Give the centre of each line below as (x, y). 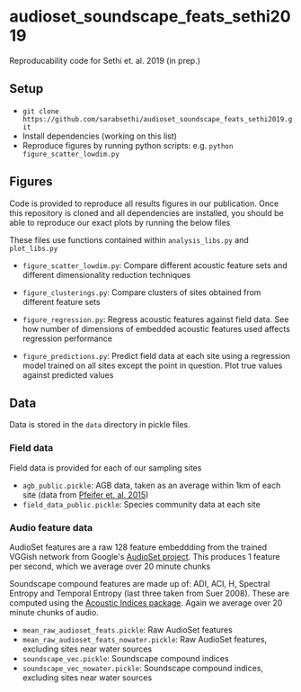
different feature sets (61, 301)
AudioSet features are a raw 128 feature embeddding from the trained (138, 547)
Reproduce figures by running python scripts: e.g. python (128, 145)
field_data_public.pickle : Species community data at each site (141, 504)
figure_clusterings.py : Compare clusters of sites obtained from (142, 292)
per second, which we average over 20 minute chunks (110, 566)
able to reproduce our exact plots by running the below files (120, 222)
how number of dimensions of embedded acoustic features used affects (156, 328)
